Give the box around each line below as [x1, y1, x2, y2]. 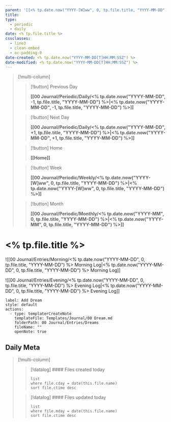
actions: [5, 307, 24, 312]
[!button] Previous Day [30, 84, 78, 90]
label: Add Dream [5, 298, 42, 303]
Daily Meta [5, 343, 40, 351]
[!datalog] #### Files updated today [30, 394, 106, 400]
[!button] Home [30, 145, 63, 151]
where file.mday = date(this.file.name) [30, 409, 118, 414]
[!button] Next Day [30, 114, 70, 121]
